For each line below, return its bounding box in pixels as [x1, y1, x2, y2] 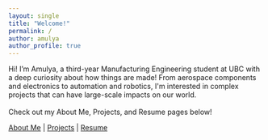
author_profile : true [8, 42, 82, 50]
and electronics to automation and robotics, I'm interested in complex [8, 82, 240, 91]
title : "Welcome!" [8, 19, 70, 28]
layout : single [8, 11, 60, 20]
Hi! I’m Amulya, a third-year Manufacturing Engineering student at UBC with [8, 64, 261, 74]
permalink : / [8, 27, 52, 35]
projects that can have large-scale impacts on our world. [8, 90, 197, 100]
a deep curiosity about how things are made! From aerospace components [8, 73, 257, 83]
